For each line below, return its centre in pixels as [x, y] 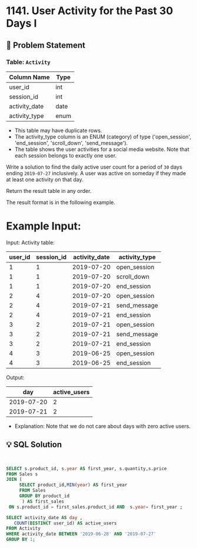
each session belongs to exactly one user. [66, 155]
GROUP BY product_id [44, 496]
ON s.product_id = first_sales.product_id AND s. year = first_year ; [96, 507]
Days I [21, 23]
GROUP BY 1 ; [21, 540]
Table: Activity [29, 62]
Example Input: [44, 226]
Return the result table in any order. [49, 191]
